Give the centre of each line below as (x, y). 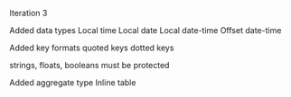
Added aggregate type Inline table (73, 83)
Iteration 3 (28, 13)
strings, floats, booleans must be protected (89, 65)
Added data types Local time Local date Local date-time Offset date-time (145, 30)
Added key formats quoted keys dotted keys (92, 48)
